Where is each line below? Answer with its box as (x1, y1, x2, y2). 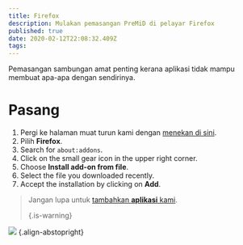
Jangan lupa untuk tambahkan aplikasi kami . (27, 195, 178, 205)
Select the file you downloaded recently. (19, 171, 155, 180)
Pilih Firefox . (19, 137, 63, 146)
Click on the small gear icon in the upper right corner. (19, 154, 198, 163)
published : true (8, 27, 63, 35)
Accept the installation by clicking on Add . (19, 180, 161, 189)
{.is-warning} (27, 211, 73, 221)
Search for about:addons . (19, 145, 103, 154)
